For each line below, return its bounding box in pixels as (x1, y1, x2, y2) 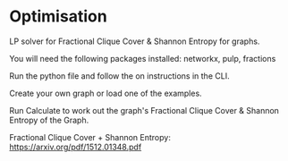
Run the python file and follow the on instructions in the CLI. (9, 70, 230, 81)
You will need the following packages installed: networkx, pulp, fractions (9, 53, 276, 64)
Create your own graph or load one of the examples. (9, 88, 203, 98)
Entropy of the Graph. (9, 114, 89, 125)
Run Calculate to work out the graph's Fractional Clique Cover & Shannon (9, 105, 280, 115)
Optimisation (9, 6, 107, 27)
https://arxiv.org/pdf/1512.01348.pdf (9, 141, 142, 152)
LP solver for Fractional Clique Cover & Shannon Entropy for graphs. (9, 36, 260, 47)
